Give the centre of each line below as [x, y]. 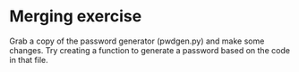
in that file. [29, 60]
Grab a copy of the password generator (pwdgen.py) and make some [137, 41]
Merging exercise [76, 16]
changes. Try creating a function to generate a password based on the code [150, 50]
